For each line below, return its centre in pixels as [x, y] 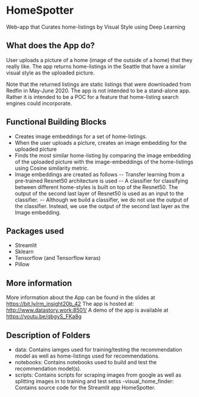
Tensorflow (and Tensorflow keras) [58, 258]
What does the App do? [50, 46]
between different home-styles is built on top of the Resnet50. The [96, 187]
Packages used [35, 231]
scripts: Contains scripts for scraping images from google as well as [98, 375]
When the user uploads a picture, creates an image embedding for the [101, 142]
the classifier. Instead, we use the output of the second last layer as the [102, 206]
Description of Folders [48, 335]
